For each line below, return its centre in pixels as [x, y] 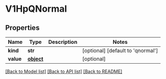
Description [63, 42]
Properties [22, 28]
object [35, 59]
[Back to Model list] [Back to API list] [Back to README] [64, 71]
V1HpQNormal [36, 9]
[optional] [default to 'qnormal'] [120, 50]
